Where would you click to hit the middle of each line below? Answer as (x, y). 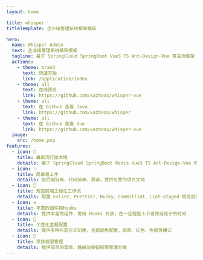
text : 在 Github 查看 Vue (53, 124)
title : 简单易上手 (38, 174)
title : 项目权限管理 (40, 242)
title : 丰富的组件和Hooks (47, 208)
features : (19, 146)
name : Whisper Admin (37, 45)
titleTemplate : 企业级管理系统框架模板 (51, 28)
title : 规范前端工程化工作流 (49, 191)
